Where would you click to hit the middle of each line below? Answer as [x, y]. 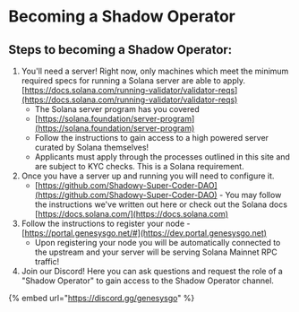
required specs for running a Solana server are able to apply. [133, 81]
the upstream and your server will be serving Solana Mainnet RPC [156, 252]
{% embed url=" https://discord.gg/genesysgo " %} [102, 298]
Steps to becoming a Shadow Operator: [120, 50]
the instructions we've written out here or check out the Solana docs [161, 204]
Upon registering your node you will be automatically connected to [158, 243]
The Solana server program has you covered [117, 109]
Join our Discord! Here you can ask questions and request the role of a [152, 271]
